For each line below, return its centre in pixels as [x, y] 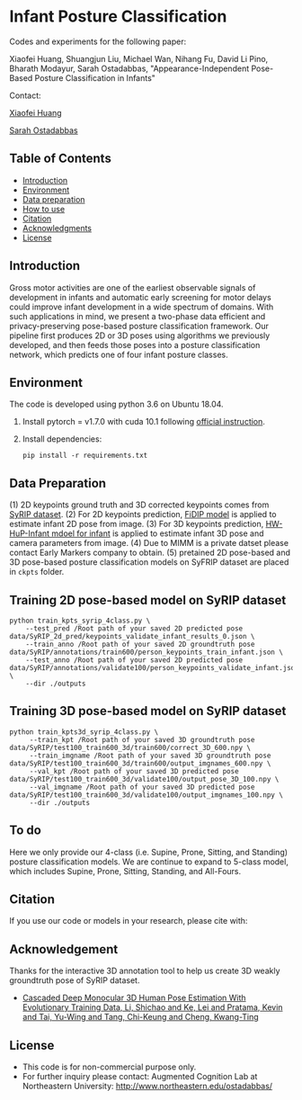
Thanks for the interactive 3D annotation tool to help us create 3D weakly [145, 971]
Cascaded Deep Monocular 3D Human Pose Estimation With [134, 998]
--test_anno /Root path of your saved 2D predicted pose [134, 660]
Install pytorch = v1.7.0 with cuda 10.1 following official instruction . [143, 422]
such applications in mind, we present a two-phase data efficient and [138, 316]
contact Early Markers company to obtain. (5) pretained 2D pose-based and [150, 553]
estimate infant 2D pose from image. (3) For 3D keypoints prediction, [137, 524]
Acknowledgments [57, 228]
